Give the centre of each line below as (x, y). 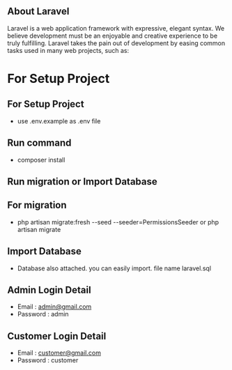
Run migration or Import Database (83, 182)
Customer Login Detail (57, 336)
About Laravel (38, 11)
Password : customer (48, 360)
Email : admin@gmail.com (54, 307)
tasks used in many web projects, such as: (68, 50)
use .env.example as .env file (59, 121)
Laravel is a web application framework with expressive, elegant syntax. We (116, 28)
